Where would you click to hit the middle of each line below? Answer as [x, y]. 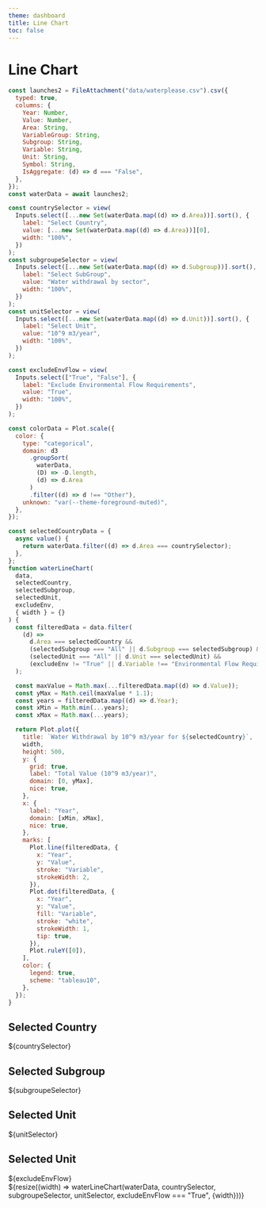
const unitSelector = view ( [55, 311]
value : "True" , [47, 392]
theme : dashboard [37, 15]
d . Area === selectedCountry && [81, 642]
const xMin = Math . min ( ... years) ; [72, 708]
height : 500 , [44, 752]
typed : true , [37, 98]
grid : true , [49, 766]
